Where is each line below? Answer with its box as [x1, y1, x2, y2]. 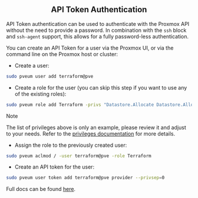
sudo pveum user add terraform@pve [6, 73, 94, 79]
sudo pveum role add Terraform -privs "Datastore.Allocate [6, 101, 154, 108]
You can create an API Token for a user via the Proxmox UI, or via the [6, 44, 174, 51]
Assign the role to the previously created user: [14, 141, 127, 148]
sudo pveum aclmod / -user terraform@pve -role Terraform [6, 153, 151, 159]
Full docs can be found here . [6, 186, 75, 193]
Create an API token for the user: [14, 163, 95, 170]
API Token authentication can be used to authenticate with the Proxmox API [6, 20, 190, 27]
